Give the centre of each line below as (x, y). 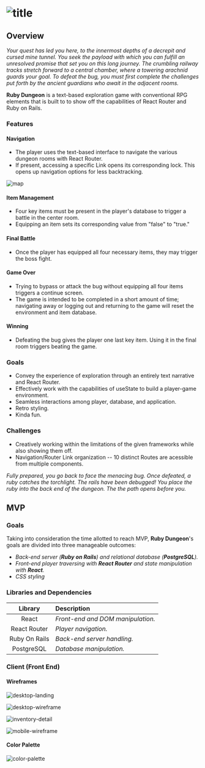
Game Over (21, 272)
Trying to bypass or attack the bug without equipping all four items (99, 286)
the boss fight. (33, 258)
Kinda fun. (28, 415)
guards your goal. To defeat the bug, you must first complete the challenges (102, 76)
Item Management (30, 198)
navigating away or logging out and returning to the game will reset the (104, 305)
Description (73, 609)
